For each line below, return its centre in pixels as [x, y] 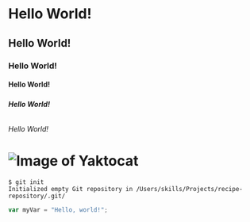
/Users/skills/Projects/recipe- [190, 189]
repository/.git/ [37, 196]
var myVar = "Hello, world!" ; [58, 210]
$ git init [26, 182]
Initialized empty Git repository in [71, 189]
